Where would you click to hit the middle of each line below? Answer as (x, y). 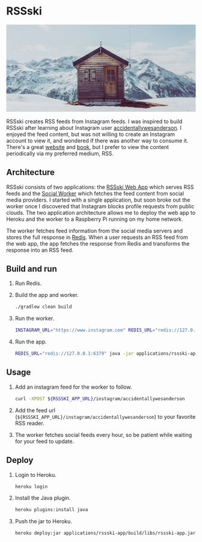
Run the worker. (35, 319)
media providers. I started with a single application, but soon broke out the (98, 200)
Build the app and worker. (47, 295)
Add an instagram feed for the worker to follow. (73, 387)
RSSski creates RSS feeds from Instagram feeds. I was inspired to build (94, 121)
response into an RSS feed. (40, 250)
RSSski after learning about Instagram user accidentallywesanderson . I (94, 127)
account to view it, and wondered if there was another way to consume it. (97, 141)
